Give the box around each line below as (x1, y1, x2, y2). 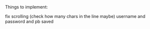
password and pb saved (5, 19, 54, 24)
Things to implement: (5, 4, 48, 10)
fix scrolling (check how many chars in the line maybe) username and (5, 14, 146, 19)
